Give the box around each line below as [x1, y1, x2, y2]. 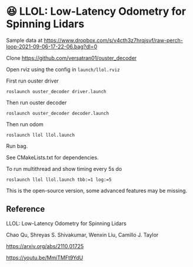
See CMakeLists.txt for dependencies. [6, 154, 99, 161]
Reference [6, 204, 45, 214]
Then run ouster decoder [6, 99, 67, 106]
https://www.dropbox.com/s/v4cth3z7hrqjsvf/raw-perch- [44, 37, 184, 44]
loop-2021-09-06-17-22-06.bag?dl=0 [6, 43, 98, 50]
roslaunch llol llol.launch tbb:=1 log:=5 [6, 176, 112, 183]
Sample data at [6, 37, 43, 44]
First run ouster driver [6, 77, 59, 84]
